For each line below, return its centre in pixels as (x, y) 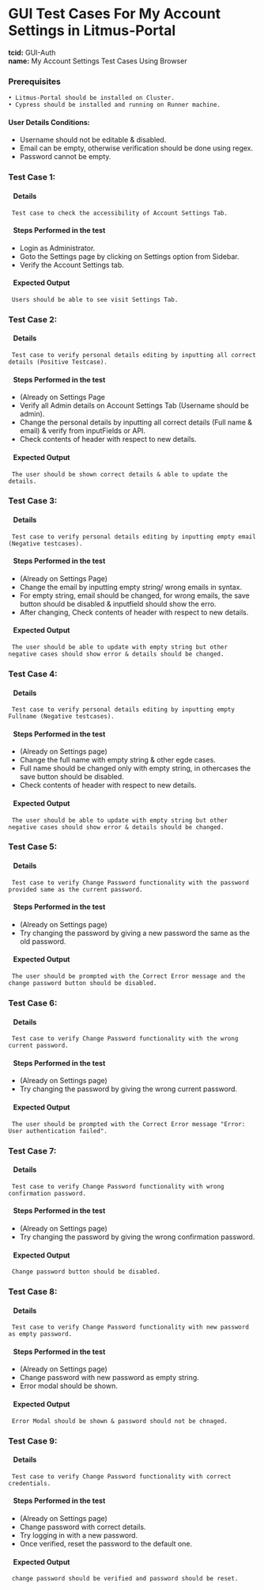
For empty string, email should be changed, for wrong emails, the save (135, 595)
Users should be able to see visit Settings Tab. (95, 299)
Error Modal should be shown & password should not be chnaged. (119, 1421)
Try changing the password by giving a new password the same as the (135, 933)
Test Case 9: (33, 1440)
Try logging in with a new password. (79, 1535)
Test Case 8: (33, 1291)
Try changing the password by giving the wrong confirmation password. (137, 1237)
